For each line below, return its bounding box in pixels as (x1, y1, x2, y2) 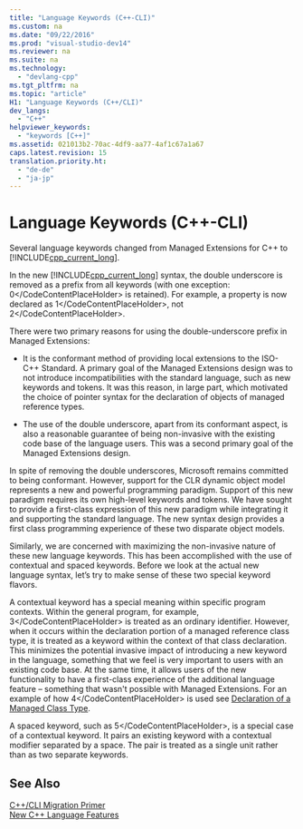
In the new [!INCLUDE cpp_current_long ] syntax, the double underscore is (9, 269, 283, 281)
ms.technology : (9, 64, 67, 73)
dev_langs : (9, 106, 51, 115)
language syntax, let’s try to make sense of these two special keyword (9, 570, 271, 580)
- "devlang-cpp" (17, 73, 79, 82)
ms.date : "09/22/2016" (9, 30, 95, 39)
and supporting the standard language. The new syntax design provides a (9, 513, 285, 524)
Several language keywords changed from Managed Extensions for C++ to (9, 242, 288, 254)
